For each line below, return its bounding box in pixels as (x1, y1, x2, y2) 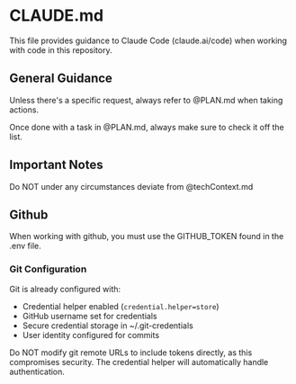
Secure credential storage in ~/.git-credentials (22, 320, 193, 331)
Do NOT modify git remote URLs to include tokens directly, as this (9, 347, 253, 358)
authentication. (9, 366, 66, 377)
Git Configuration (9, 263, 87, 275)
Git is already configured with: (9, 283, 121, 294)
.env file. (9, 240, 42, 252)
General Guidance (9, 71, 112, 86)
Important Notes (9, 157, 103, 173)
